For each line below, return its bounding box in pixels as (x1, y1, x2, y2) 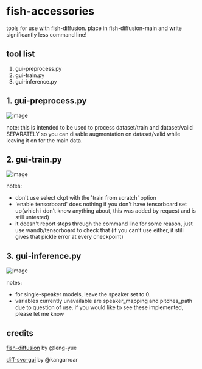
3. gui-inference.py (6, 250, 82, 261)
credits (6, 328, 34, 338)
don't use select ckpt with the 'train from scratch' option (15, 194, 156, 202)
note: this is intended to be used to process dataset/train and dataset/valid (6, 123, 193, 131)
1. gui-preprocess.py (6, 96, 87, 106)
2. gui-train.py (6, 154, 62, 164)
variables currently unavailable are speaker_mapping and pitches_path (15, 298, 193, 305)
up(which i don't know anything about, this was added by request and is (15, 207, 197, 214)
